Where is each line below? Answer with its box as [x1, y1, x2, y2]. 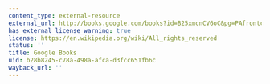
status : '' [8, 42, 45, 50]
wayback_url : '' [8, 64, 63, 72]
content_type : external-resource [8, 11, 121, 20]
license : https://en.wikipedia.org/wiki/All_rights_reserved [8, 34, 218, 42]
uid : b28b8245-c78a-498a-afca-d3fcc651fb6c [8, 57, 157, 65]
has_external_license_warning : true [8, 26, 131, 34]
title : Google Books [8, 49, 78, 57]
